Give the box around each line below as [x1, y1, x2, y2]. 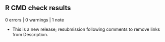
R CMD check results [5, 4, 71, 12]
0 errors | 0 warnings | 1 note [5, 17, 64, 22]
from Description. [12, 31, 49, 37]
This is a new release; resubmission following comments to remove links [12, 26, 160, 32]
